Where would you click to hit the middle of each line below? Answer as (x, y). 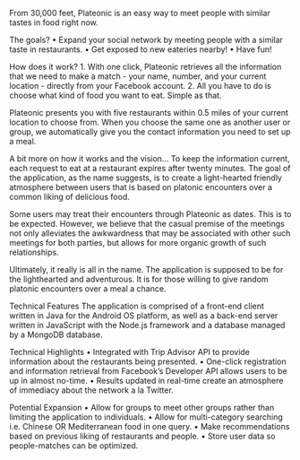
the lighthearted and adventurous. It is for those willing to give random (139, 279)
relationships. (34, 252)
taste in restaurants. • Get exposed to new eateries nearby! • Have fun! (141, 49)
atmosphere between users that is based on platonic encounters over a (141, 187)
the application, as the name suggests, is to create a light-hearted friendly (146, 178)
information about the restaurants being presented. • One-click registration (148, 361)
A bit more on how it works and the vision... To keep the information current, (150, 159)
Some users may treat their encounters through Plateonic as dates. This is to (150, 214)
